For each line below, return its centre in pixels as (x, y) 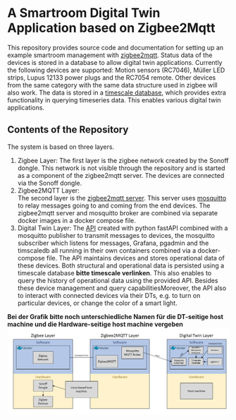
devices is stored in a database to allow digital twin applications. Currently (115, 62)
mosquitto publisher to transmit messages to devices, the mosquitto (116, 235)
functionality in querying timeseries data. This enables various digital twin (114, 100)
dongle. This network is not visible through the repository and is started (121, 168)
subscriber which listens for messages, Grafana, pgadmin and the (113, 243)
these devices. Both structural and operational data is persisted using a (121, 265)
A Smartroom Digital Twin (84, 13)
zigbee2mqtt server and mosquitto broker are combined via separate (118, 212)
